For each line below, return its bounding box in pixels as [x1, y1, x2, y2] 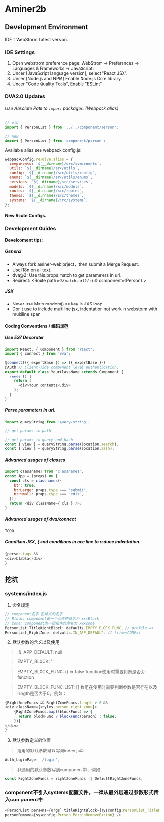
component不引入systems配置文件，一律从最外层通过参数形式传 [5, 789, 159, 796]
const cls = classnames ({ [9, 478, 62, 483]
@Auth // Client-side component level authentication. [5, 365, 119, 370]
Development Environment [5, 23, 88, 31]
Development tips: [5, 237, 43, 243]
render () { [9, 374, 32, 379]
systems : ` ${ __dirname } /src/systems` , [9, 197, 89, 203]
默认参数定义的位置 [12, 737, 51, 743]
